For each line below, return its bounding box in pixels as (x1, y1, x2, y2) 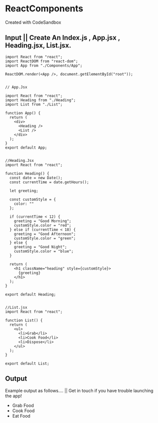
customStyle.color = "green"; (14, 235, 76, 241)
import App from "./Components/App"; (5, 63, 83, 68)
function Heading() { (5, 171, 50, 176)
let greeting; (9, 188, 38, 193)
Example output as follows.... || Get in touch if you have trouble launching (5, 387, 154, 393)
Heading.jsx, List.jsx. (5, 41, 71, 50)
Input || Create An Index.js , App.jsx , (5, 34, 121, 42)
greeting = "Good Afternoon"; (14, 231, 76, 236)
